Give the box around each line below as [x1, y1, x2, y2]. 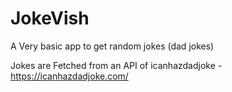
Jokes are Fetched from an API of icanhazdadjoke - [10, 59, 223, 71]
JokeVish [10, 7, 90, 30]
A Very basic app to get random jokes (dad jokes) [10, 40, 215, 52]
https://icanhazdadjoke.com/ [10, 70, 129, 82]
